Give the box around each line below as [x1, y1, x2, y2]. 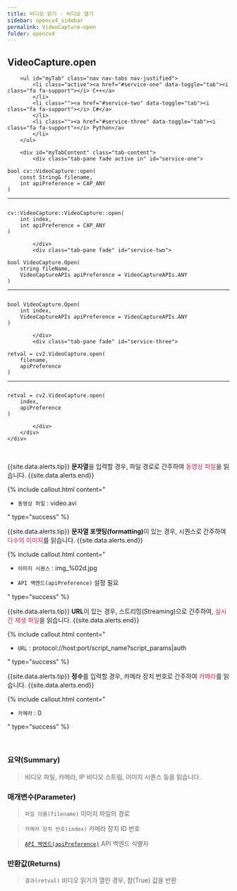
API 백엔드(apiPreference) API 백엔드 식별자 [24, 839, 150, 848]
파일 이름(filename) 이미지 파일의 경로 [24, 810, 130, 818]
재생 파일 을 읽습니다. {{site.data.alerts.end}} [14, 616, 140, 625]
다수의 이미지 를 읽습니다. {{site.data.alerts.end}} [7, 536, 143, 545]
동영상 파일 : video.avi [17, 499, 77, 507]
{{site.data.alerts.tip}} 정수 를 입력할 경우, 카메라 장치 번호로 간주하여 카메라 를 [7, 672, 222, 680]
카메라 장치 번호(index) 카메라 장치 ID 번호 [24, 825, 140, 832]
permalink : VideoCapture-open [7, 23, 97, 30]
